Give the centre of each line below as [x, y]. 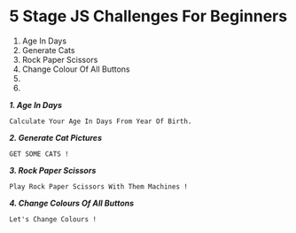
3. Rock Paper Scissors [53, 170]
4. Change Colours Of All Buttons [72, 203]
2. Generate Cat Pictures [55, 137]
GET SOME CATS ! [39, 154]
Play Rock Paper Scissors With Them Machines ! [99, 186]
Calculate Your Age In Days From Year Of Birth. [101, 121]
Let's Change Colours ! [53, 219]
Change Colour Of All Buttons [76, 69]
